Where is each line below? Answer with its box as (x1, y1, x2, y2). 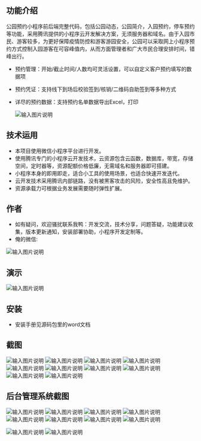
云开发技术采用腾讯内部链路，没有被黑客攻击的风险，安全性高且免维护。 (14, 177, 193, 184)
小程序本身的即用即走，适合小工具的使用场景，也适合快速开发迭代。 (14, 169, 183, 177)
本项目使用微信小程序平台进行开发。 (14, 147, 105, 154)
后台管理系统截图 (6, 391, 69, 402)
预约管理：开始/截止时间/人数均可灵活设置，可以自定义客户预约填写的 (14, 65, 187, 72)
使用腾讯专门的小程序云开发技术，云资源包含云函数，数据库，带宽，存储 (14, 154, 193, 162)
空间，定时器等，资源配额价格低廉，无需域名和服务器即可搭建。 (14, 162, 172, 169)
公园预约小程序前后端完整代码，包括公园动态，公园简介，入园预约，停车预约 (6, 23, 195, 30)
